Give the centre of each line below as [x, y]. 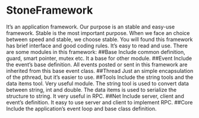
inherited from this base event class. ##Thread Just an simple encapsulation [100, 71]
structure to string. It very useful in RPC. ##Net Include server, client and [95, 96]
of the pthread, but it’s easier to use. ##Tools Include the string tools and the [100, 77]
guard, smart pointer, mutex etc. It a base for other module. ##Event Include [99, 58]
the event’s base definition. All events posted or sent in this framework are [97, 64]
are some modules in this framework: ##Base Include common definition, [96, 52]
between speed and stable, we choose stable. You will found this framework [99, 39]
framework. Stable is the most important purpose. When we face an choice [98, 33]
